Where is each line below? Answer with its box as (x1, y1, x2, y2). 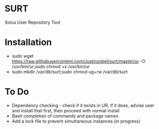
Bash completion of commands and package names (11, 113, 119, 119)
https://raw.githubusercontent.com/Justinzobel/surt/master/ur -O (11, 58, 146, 64)
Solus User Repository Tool (4, 19, 61, 25)
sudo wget (11, 53, 34, 59)
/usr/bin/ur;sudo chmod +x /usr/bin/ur (11, 63, 90, 69)
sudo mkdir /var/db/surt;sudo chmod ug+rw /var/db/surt (11, 69, 128, 75)
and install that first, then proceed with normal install (11, 107, 120, 114)
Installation (4, 37, 52, 48)
